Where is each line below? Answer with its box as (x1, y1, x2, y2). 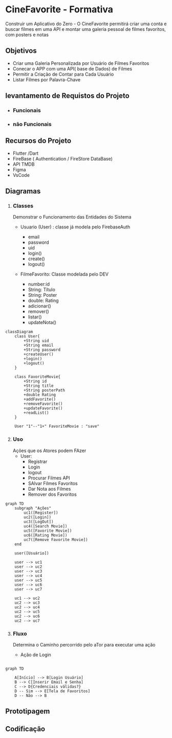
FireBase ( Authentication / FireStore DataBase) (12, 155, 113, 161)
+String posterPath (24, 388, 66, 393)
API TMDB (12, 161, 35, 167)
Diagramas (5, 187, 41, 196)
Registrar (28, 458, 48, 464)
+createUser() (24, 352, 54, 357)
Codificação (5, 724, 45, 733)
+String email (24, 343, 54, 348)
